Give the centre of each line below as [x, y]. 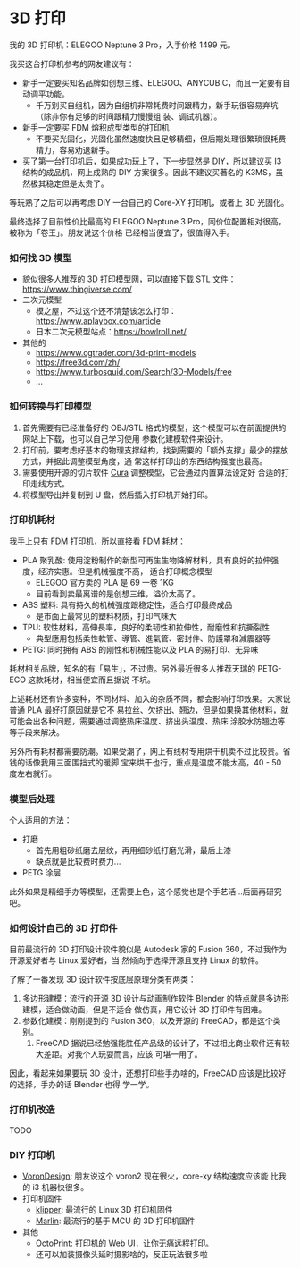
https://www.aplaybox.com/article [98, 321]
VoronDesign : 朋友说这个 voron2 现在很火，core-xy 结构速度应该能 [145, 1176]
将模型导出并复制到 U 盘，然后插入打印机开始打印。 [117, 495]
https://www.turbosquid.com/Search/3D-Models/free [133, 372]
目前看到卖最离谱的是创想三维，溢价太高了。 [118, 593]
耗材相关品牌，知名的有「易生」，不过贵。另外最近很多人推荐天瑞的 [133, 668]
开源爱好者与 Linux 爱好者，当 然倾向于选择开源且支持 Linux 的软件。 [136, 960]
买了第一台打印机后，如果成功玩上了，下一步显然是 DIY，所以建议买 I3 [152, 161]
